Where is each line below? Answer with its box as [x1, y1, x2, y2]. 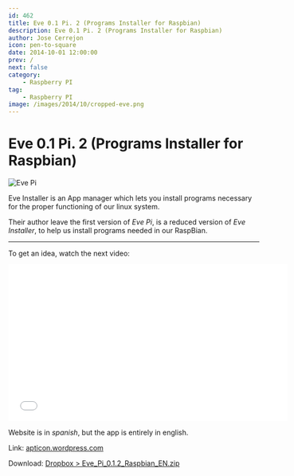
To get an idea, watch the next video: [8, 248, 130, 259]
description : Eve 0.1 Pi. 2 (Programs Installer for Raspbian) [8, 26, 223, 34]
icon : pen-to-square [8, 41, 77, 49]
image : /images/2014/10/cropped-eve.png [8, 100, 145, 108]
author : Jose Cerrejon [8, 33, 84, 42]
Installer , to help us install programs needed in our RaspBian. [8, 226, 208, 236]
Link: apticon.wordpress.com [8, 443, 104, 453]
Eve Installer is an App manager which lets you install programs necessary [8, 193, 253, 203]
